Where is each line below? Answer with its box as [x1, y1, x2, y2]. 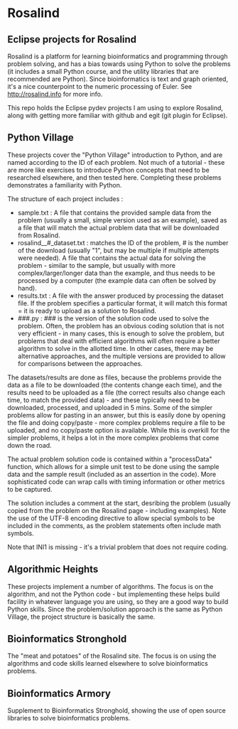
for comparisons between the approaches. [17, 359, 144, 367]
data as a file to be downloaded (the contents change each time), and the [7, 380, 222, 389]
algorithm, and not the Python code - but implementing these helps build [7, 590, 220, 598]
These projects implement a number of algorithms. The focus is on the [7, 582, 214, 590]
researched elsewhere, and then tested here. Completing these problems [7, 173, 222, 182]
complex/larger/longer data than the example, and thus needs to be [17, 269, 215, 277]
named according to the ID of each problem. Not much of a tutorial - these [7, 158, 225, 166]
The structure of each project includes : [7, 194, 124, 203]
